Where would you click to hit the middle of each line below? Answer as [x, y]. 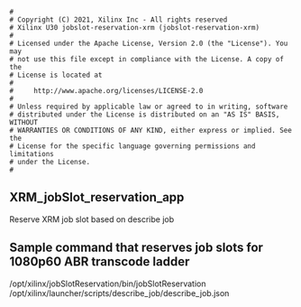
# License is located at [56, 75]
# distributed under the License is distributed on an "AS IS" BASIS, [145, 115]
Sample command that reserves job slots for [137, 248]
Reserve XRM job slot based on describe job [92, 219]
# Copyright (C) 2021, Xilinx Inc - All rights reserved [119, 20]
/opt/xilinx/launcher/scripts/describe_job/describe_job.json [119, 293]
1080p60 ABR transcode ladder [100, 262]
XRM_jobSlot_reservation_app [97, 197]
